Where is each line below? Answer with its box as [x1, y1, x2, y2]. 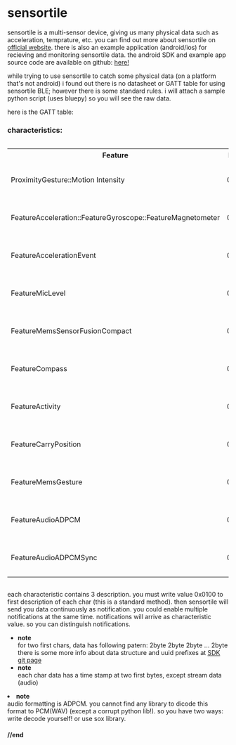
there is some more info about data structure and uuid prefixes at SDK [17, 649, 221, 657]
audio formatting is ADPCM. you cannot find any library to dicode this [7, 699, 209, 708]
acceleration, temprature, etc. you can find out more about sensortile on [7, 35, 216, 44]
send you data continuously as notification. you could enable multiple [7, 605, 209, 614]
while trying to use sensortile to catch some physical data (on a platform [7, 72, 216, 80]
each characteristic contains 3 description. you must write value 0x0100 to [7, 590, 223, 599]
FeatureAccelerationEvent [11, 251, 96, 261]
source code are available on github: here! [7, 58, 130, 66]
